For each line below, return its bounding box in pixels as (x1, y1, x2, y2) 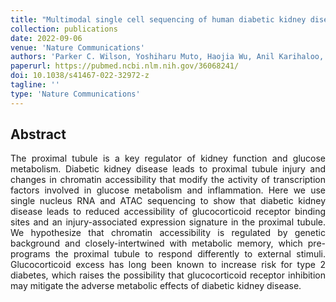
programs (10, 248, 51, 260)
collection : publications (10, 24, 118, 34)
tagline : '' (10, 80, 60, 90)
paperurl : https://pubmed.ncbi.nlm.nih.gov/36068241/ (10, 61, 240, 71)
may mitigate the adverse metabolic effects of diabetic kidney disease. (10, 280, 302, 292)
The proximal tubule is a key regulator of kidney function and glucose (10, 152, 326, 165)
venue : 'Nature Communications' (10, 42, 145, 53)
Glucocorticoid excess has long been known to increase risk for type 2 (10, 259, 326, 271)
